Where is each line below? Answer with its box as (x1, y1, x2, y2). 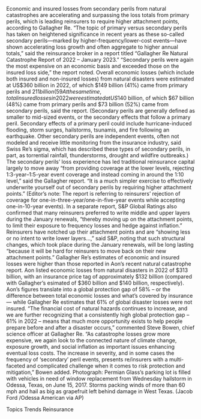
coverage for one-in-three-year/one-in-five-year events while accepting (6, 196, 185, 203)
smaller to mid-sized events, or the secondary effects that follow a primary (6, 113, 191, 121)
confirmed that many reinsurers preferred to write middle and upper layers (6, 209, 190, 216)
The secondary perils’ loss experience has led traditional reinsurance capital (6, 158, 195, 165)
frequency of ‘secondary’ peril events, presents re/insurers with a (6, 356, 168, 363)
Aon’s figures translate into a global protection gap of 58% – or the (6, 286, 171, 293)
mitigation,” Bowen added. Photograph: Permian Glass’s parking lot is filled (6, 369, 191, 376)
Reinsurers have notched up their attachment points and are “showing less (6, 228, 191, 235)
